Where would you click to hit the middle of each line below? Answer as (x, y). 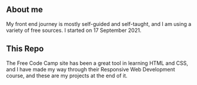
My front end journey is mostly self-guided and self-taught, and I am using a (99, 24)
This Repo (25, 49)
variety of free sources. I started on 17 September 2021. (74, 30)
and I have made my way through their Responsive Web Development (91, 69)
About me (24, 10)
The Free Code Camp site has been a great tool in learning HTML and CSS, (97, 63)
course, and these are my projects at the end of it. (67, 76)
